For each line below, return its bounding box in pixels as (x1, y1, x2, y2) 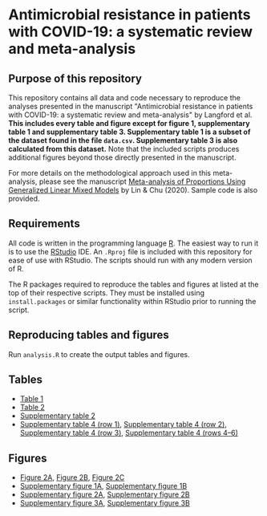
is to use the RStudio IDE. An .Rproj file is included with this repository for (8, 246, 253, 256)
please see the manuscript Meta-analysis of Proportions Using (38, 177, 246, 186)
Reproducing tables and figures (8, 328, 170, 342)
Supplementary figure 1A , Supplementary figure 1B (19, 481, 188, 491)
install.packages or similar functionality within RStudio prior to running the (8, 296, 257, 306)
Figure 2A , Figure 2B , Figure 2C (19, 473, 125, 482)
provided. (8, 194, 40, 203)
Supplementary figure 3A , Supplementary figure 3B (19, 498, 190, 508)
